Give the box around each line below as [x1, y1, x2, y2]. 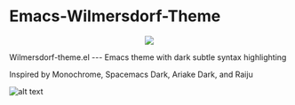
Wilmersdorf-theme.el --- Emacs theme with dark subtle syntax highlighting [9, 51, 287, 63]
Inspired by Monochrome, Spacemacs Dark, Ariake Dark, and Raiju [9, 69, 253, 79]
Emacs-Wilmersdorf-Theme [9, 6, 221, 26]
